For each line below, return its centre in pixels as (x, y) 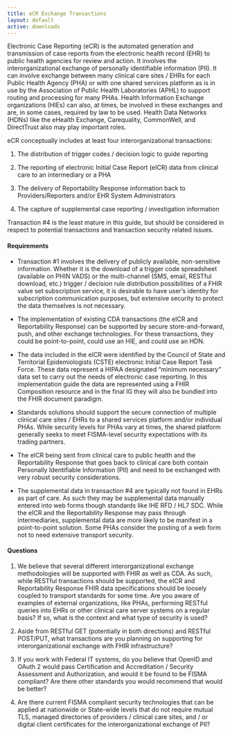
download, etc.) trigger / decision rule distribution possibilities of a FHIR (119, 283)
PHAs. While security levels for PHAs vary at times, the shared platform (119, 426)
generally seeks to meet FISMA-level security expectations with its (112, 434)
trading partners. (41, 442)
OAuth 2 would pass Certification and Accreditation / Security (105, 666)
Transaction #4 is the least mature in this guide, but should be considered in (116, 223)
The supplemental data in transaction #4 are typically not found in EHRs (120, 490)
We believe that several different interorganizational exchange (105, 566)
